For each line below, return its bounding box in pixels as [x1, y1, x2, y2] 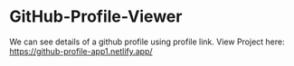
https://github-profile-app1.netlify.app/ [9, 45, 153, 56]
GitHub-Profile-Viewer [9, 6, 183, 27]
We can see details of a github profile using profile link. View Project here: [9, 36, 285, 47]
